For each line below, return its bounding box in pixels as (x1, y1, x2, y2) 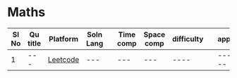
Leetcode (47, 54, 80, 64)
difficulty (171, 34, 204, 44)
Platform (49, 34, 79, 44)
